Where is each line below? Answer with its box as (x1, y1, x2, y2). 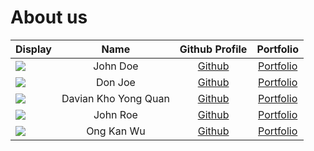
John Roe (93, 107, 138, 121)
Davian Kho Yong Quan (61, 91, 170, 105)
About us (10, 6, 88, 29)
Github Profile (179, 42, 248, 56)
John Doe (93, 59, 139, 73)
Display (15, 42, 52, 56)
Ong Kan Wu (86, 124, 146, 138)
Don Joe (95, 75, 136, 89)
